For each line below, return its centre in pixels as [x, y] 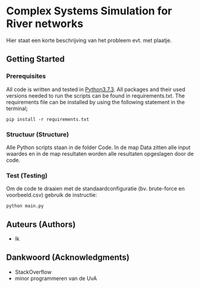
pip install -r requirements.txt [48, 119]
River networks [45, 24]
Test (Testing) [27, 175]
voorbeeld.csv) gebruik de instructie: [52, 195]
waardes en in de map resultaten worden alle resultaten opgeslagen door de [100, 153]
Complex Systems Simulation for [89, 11]
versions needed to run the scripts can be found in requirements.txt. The [96, 96]
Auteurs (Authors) [41, 224]
